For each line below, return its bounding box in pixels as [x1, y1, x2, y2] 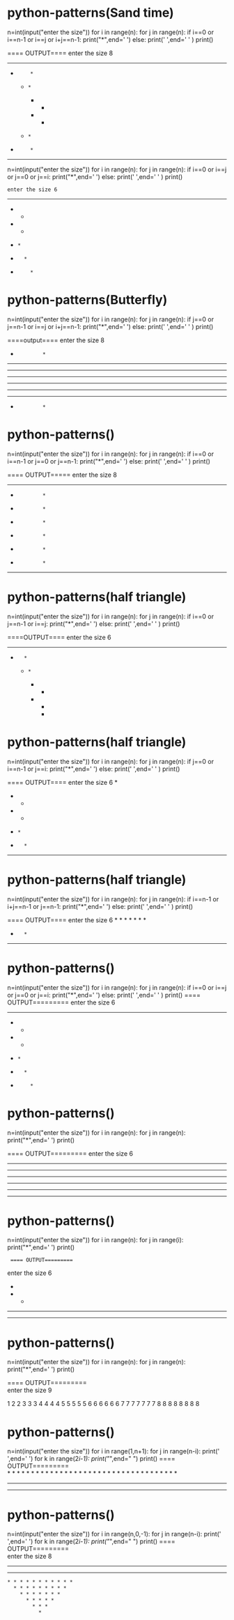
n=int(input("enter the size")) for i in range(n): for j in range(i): [7, 1236, 184, 1244]
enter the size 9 [7, 1386, 52, 1395]
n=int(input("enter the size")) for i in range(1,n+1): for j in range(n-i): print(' [7, 1447, 220, 1455]
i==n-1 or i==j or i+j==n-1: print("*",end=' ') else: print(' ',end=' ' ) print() [7, 35, 214, 43]
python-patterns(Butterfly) [7, 292, 168, 308]
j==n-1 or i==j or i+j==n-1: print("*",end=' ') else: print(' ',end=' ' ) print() [7, 322, 214, 330]
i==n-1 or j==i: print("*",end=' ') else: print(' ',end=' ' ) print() [7, 765, 180, 773]
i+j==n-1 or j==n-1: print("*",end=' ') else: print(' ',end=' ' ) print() [7, 902, 194, 910]
